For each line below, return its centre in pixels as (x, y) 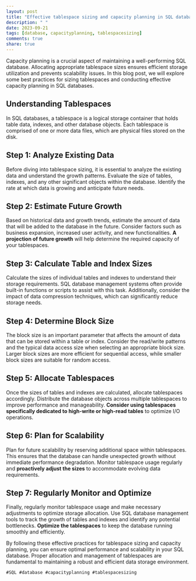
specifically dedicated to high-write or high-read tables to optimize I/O (93, 411)
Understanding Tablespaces (59, 104)
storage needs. (24, 302)
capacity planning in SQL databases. (50, 85)
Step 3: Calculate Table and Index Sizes (79, 264)
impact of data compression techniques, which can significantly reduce (92, 297)
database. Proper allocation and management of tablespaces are (84, 556)
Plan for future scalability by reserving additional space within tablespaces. (96, 450)
